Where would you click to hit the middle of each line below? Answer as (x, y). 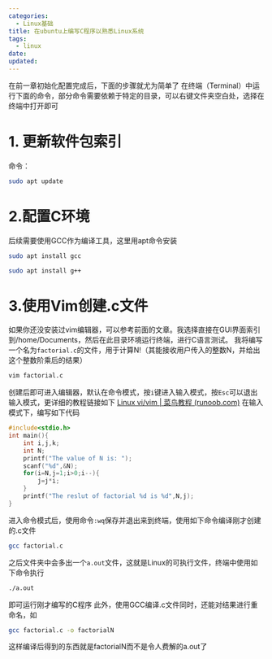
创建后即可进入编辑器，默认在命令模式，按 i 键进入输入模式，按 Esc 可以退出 (133, 392)
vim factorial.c (36, 376)
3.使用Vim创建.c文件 (78, 305)
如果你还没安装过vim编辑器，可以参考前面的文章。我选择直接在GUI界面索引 (135, 329)
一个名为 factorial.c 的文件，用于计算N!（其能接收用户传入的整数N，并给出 (134, 350)
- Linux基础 (35, 24)
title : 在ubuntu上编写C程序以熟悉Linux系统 (76, 31)
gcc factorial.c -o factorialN (61, 630)
